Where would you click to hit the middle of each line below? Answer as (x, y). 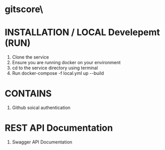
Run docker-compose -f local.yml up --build (58, 73)
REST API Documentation (59, 128)
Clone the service (30, 57)
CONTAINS (28, 94)
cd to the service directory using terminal (55, 68)
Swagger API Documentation (42, 142)
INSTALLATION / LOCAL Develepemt (82, 33)
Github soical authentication (41, 108)
